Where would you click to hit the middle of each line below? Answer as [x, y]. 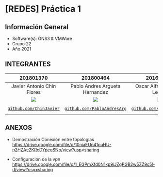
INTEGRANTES [28, 64]
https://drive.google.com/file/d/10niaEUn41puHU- [62, 144]
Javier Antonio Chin [34, 86]
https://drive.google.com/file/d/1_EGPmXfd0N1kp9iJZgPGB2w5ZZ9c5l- [83, 164]
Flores [34, 92]
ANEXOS [19, 128]
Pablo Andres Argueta [95, 86]
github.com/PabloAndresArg [96, 108]
